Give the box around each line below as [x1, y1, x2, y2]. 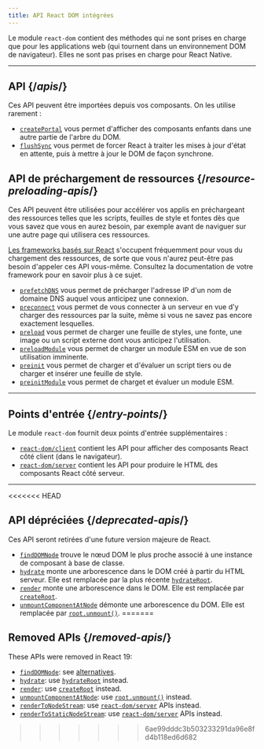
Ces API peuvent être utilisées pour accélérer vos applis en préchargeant [8, 205, 245, 214]
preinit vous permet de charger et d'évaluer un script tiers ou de [19, 360, 232, 370]
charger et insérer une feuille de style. [19, 369, 143, 378]
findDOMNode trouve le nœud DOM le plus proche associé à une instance [19, 550, 253, 559]
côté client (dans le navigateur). [19, 452, 123, 462]
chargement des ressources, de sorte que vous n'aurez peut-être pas [8, 254, 234, 263]
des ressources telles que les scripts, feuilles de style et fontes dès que [8, 214, 240, 223]
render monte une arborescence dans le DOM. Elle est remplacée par [19, 583, 244, 593]
